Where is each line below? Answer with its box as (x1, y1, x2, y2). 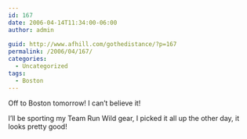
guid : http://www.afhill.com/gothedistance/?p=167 (8, 41, 177, 48)
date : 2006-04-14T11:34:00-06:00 (8, 19, 118, 27)
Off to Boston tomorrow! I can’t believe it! (8, 98, 141, 108)
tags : (8, 69, 26, 77)
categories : (8, 55, 47, 63)
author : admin (8, 26, 55, 34)
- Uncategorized (15, 62, 68, 70)
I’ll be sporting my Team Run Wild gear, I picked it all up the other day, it (8, 113, 240, 123)
